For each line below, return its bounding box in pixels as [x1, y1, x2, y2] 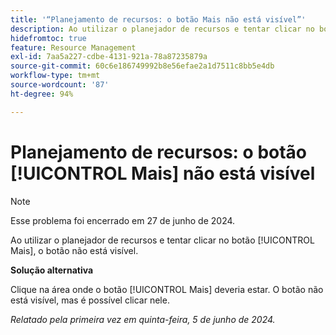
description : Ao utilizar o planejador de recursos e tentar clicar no [10, 24, 315, 34]
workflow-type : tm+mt [10, 71, 101, 81]
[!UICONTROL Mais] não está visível [10, 162, 316, 185]
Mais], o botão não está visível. [10, 244, 139, 256]
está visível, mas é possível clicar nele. [10, 294, 170, 306]
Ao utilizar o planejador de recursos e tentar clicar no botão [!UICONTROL [10, 234, 315, 246]
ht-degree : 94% [10, 89, 74, 99]
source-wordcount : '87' [10, 80, 110, 90]
